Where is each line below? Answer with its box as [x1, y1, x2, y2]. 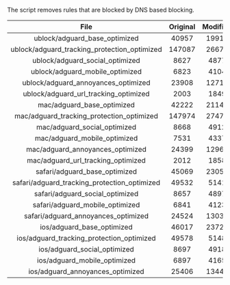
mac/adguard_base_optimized [37, 100, 136, 109]
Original [168, 22, 196, 31]
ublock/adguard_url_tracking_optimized [23, 89, 150, 98]
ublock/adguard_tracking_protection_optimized [10, 44, 162, 54]
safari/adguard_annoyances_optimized [23, 211, 149, 221]
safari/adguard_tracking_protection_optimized [12, 178, 161, 187]
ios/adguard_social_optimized [38, 245, 135, 254]
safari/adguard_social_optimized [34, 189, 139, 198]
